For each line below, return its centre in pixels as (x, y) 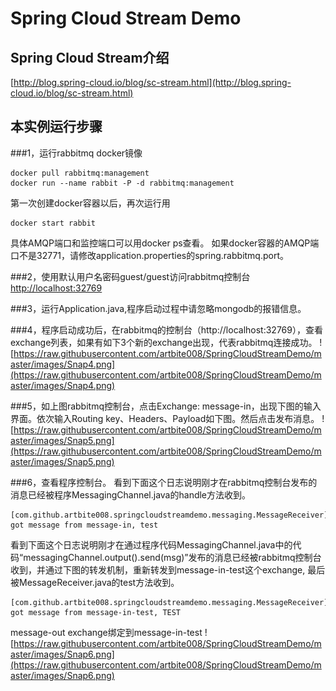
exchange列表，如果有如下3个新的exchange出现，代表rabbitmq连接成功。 (164, 342)
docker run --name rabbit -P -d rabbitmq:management (122, 183)
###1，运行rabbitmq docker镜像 (76, 153)
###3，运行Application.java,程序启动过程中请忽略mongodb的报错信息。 (158, 308)
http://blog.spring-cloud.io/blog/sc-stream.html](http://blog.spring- (152, 82)
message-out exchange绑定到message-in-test (106, 632)
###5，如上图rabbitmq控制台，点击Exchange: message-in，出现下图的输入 (166, 406)
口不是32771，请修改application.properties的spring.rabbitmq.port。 (150, 255)
